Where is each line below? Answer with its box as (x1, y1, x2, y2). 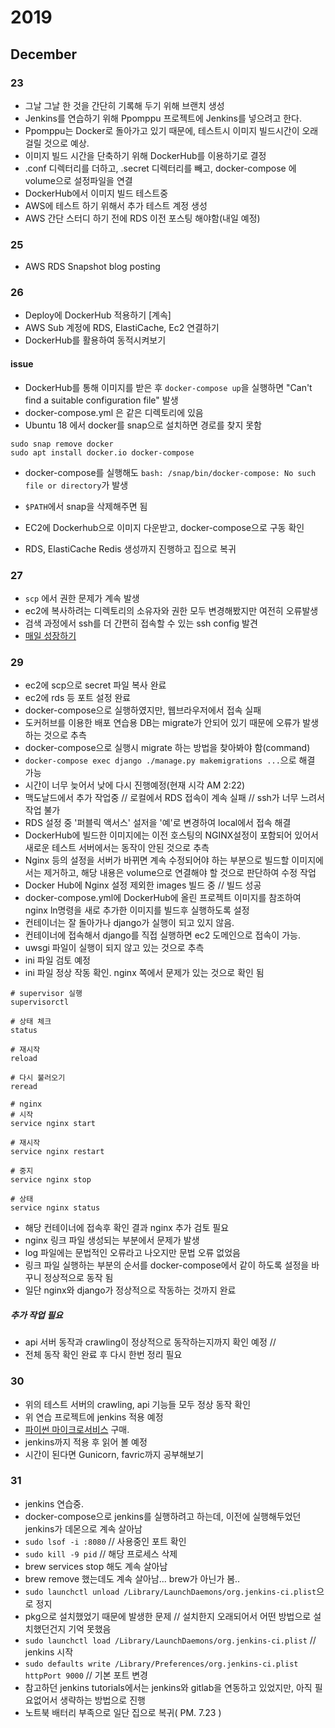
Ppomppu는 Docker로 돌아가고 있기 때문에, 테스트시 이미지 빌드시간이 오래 (24, 124, 319, 136)
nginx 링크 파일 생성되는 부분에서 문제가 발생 (24, 1234, 200, 1246)
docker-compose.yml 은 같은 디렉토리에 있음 (24, 406, 204, 418)
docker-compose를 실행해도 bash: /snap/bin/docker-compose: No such (24, 466, 317, 478)
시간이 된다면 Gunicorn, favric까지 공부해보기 (24, 1448, 204, 1460)
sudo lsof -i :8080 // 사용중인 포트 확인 (24, 1535, 187, 1547)
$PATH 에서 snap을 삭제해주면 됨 (24, 500, 148, 512)
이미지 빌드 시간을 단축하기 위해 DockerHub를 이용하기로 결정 (24, 149, 267, 161)
